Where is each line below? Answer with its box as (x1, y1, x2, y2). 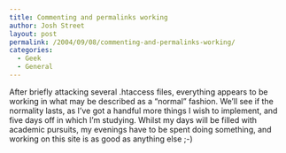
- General (17, 63, 53, 72)
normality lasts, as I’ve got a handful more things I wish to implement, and (9, 105, 278, 116)
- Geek (17, 54, 42, 63)
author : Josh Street (9, 21, 86, 30)
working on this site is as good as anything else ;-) (9, 134, 193, 144)
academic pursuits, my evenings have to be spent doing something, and (9, 124, 272, 134)
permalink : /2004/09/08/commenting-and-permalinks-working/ (9, 37, 236, 47)
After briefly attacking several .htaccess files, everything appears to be (9, 86, 268, 97)
